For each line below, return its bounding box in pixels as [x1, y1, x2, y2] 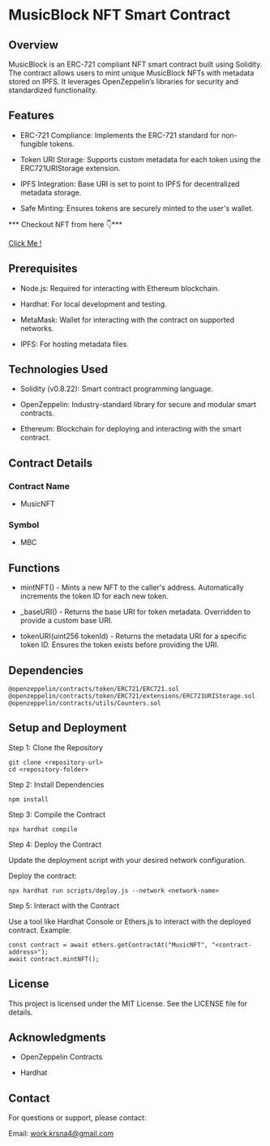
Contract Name [8, 480, 71, 491]
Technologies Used [8, 363, 108, 376]
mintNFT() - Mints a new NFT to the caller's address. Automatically [19, 582, 244, 593]
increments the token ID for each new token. [19, 591, 169, 601]
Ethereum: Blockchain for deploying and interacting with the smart [19, 424, 242, 434]
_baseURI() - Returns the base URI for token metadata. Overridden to [19, 607, 251, 617]
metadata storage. [19, 187, 82, 197]
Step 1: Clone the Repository [8, 742, 104, 752]
